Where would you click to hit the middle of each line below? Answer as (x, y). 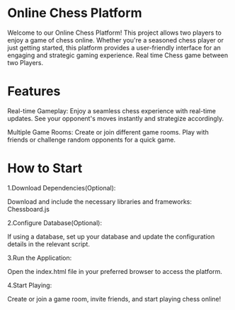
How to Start (45, 168)
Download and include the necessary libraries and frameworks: (100, 201)
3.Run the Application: (40, 258)
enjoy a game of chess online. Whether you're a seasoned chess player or (116, 40)
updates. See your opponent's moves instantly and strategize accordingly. (116, 118)
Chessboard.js (28, 209)
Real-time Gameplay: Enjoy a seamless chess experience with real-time (111, 110)
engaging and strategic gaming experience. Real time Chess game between (118, 55)
